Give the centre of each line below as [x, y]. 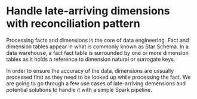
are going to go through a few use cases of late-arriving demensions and [96, 83]
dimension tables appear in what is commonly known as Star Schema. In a [98, 47]
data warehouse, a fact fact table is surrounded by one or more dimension [98, 52]
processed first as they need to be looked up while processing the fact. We [98, 77]
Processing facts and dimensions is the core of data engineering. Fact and [98, 40]
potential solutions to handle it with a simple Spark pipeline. [79, 89]
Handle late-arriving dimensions [88, 11]
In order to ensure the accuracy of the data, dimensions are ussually [90, 70]
